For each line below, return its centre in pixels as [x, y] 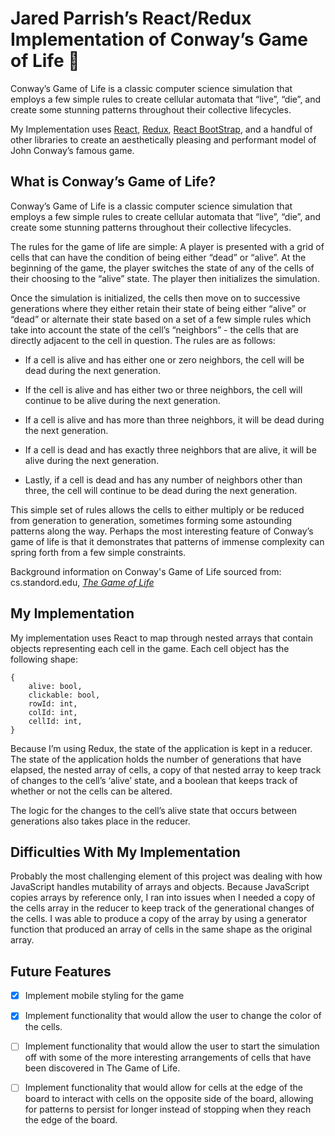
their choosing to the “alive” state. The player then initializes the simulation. [165, 278]
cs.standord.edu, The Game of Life [82, 582]
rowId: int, [53, 703]
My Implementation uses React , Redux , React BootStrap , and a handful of [161, 129]
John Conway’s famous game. [72, 150]
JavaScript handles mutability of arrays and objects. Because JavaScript [160, 887]
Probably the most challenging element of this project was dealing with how [166, 876]
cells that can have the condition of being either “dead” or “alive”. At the [158, 257]
